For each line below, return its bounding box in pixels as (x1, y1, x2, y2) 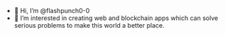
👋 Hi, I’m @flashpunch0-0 (13, 7, 90, 15)
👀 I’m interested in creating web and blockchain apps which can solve (13, 14, 219, 22)
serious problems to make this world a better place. (13, 21, 165, 29)
